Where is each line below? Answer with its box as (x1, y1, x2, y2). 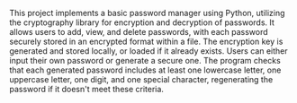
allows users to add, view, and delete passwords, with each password (9, 27, 268, 37)
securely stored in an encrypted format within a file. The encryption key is (9, 36, 283, 47)
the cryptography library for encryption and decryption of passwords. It (9, 17, 274, 28)
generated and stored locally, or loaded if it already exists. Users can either (9, 46, 288, 56)
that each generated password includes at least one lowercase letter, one (9, 64, 282, 75)
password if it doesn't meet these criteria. (9, 84, 165, 94)
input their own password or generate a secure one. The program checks (9, 56, 281, 65)
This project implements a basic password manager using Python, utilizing (9, 8, 285, 18)
